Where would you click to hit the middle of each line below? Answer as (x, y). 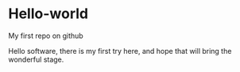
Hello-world (48, 14)
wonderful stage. (36, 59)
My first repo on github (46, 36)
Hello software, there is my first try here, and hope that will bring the (120, 51)
